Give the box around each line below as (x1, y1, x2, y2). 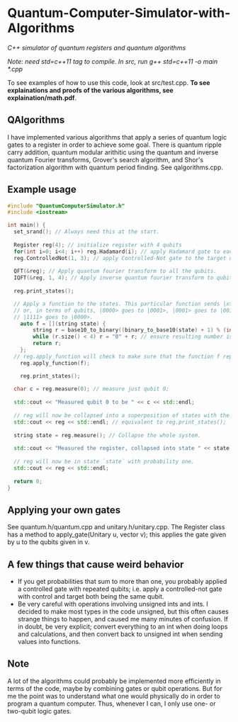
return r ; (33, 340, 62, 347)
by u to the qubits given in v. (7, 538, 90, 546)
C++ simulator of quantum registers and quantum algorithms (7, 43, 186, 52)
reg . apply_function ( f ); (20, 359, 91, 366)
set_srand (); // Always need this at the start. (13, 228, 160, 235)
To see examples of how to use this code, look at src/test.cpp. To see (7, 78, 210, 86)
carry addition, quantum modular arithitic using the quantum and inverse (7, 147, 219, 157)
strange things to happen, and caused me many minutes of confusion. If (17, 615, 229, 624)
